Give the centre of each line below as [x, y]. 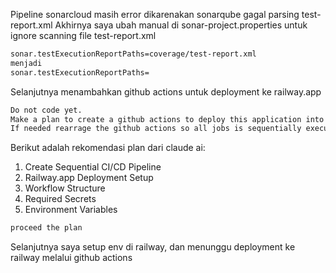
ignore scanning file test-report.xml [83, 35]
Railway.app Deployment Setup [89, 178]
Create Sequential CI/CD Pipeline [93, 167]
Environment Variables [71, 210]
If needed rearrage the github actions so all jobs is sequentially [156, 129]
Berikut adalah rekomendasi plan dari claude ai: [108, 148]
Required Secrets [60, 199]
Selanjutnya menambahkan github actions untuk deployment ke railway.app [166, 91]
